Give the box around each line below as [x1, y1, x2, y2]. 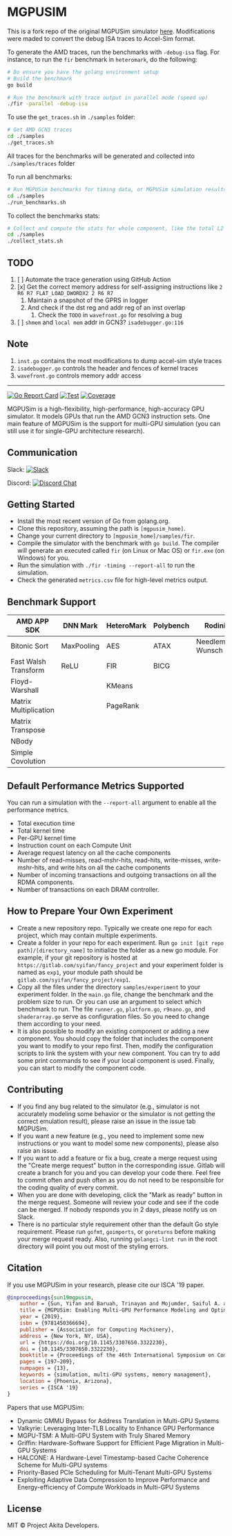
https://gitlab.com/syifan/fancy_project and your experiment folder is [17, 960, 224, 969]
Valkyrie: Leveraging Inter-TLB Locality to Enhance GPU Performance [17, 1424, 215, 1432]
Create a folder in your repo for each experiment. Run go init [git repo [17, 938, 224, 946]
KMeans [106, 681, 133, 691]
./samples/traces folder [7, 159, 76, 167]
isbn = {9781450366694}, [19, 1320, 91, 1327]
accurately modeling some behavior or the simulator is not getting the [17, 1109, 215, 1118]
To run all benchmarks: [7, 173, 72, 181]
